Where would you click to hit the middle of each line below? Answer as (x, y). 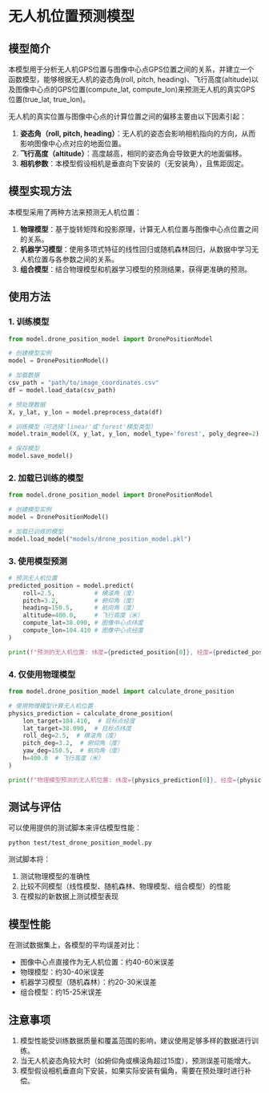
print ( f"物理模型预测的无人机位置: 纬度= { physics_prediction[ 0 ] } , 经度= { (124, 780)
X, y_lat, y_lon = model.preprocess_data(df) (85, 412)
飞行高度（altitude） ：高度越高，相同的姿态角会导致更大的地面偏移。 (133, 154)
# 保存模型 (24, 449)
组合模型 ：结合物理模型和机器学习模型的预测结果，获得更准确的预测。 (136, 269)
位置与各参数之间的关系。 (76, 259)
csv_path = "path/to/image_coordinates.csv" (84, 383)
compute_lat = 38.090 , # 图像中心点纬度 (83, 623)
